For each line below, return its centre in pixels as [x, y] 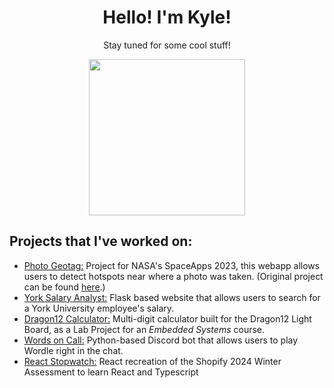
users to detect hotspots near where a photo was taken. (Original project [173, 276]
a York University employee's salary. [99, 308]
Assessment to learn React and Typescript [111, 372]
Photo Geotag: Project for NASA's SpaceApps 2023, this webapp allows [172, 265]
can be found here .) [64, 287]
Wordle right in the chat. [73, 350]
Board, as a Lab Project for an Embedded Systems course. [144, 329]
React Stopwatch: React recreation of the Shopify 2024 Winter [152, 361]
